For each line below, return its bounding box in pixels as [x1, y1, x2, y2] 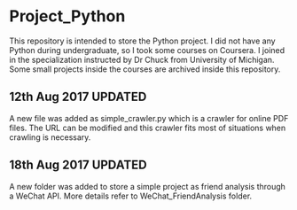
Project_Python [9, 6, 126, 27]
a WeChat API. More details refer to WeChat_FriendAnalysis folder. [9, 191, 253, 201]
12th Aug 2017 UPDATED [9, 89, 147, 105]
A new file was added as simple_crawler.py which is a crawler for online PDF [9, 113, 289, 123]
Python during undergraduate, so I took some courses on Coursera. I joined [9, 44, 285, 55]
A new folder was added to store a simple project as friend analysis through [9, 181, 286, 191]
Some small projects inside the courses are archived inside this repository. [9, 64, 281, 74]
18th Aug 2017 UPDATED [9, 158, 148, 173]
